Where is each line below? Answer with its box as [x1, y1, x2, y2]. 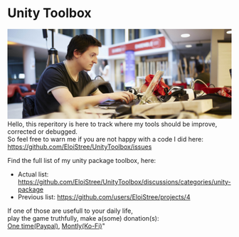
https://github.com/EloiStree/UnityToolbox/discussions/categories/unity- [17, 178, 231, 186]
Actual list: [17, 170, 49, 179]
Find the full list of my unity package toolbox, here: [7, 157, 156, 165]
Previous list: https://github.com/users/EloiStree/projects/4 [17, 193, 191, 201]
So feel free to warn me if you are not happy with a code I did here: [7, 135, 204, 144]
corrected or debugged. [7, 127, 78, 136]
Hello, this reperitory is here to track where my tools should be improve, [7, 120, 218, 129]
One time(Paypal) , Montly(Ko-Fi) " [7, 222, 105, 231]
